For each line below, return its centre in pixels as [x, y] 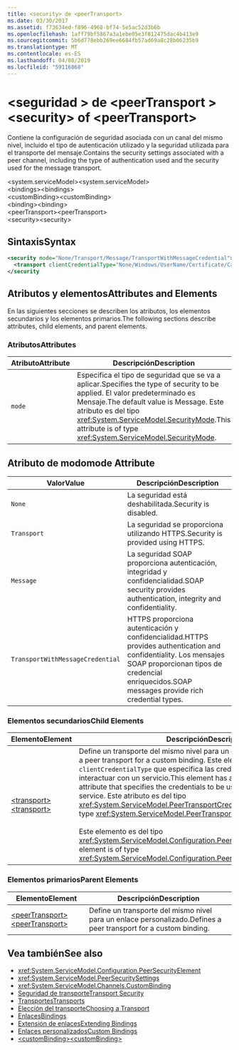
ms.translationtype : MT [43, 47]
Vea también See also [55, 953]
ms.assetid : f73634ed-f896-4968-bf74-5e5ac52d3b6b [84, 27]
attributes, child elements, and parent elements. [77, 326]
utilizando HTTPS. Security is [175, 533]
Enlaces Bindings [42, 1016]
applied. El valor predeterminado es [136, 393]
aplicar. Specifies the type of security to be [148, 384]
